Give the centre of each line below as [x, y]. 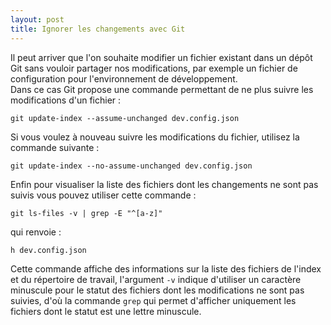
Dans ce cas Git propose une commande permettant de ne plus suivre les [162, 89]
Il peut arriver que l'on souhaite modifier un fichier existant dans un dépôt [161, 57]
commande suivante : [55, 147]
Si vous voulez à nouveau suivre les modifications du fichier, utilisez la [155, 137]
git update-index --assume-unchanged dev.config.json [125, 118]
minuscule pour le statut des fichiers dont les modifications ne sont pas [157, 290]
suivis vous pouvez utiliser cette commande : [103, 195]
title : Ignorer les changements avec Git [98, 29]
